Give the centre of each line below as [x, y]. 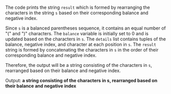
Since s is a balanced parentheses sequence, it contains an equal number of [86, 28]
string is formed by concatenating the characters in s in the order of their [82, 50]
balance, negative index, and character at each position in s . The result [81, 44]
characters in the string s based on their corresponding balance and [77, 13]
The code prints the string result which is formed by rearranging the [78, 7]
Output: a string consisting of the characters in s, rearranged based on [81, 80]
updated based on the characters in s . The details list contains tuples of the [86, 39]
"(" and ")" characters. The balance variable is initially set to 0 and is [77, 33]
